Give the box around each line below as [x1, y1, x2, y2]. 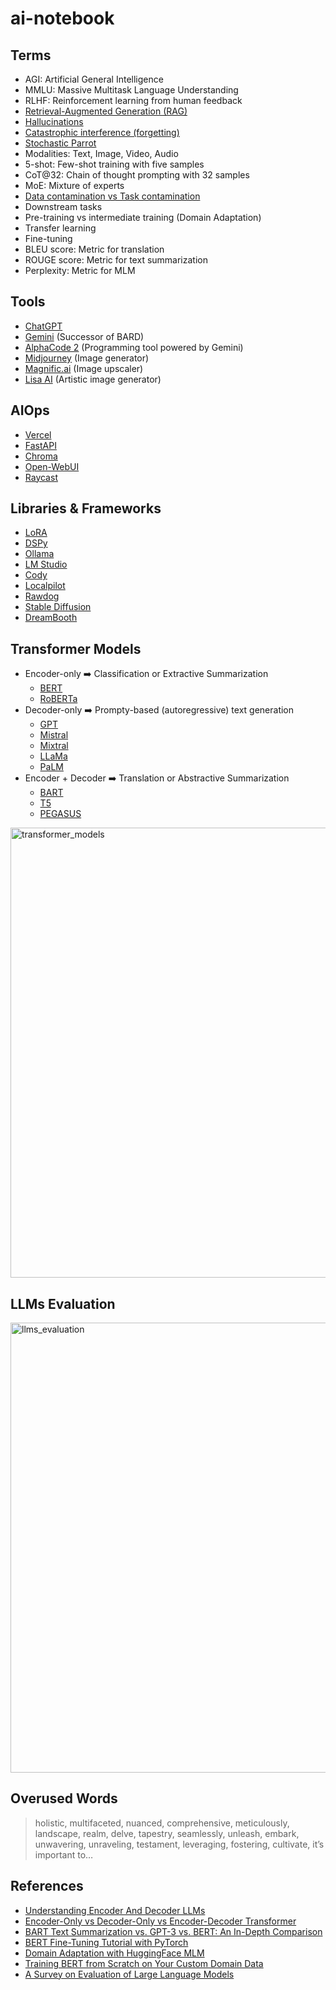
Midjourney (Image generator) [24, 352, 150, 364]
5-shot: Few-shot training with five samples [24, 158, 205, 170]
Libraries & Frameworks [10, 500, 162, 517]
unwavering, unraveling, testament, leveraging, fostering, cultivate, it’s [34, 1838, 325, 1850]
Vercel [24, 428, 52, 441]
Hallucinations [24, 116, 84, 127]
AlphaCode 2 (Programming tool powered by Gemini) [24, 341, 244, 353]
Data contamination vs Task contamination [24, 190, 201, 202]
